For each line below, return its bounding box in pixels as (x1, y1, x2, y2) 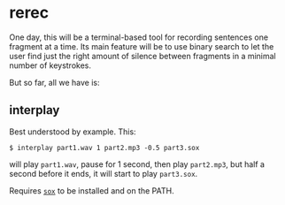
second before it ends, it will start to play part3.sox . (9, 168, 198, 178)
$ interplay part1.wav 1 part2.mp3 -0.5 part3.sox (9, 143, 200, 152)
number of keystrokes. (9, 60, 91, 71)
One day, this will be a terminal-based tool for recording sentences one (9, 32, 268, 42)
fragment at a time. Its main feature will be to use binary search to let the (9, 41, 274, 51)
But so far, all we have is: (9, 77, 100, 87)
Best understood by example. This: (9, 126, 136, 137)
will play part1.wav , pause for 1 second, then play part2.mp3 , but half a (9, 158, 266, 170)
